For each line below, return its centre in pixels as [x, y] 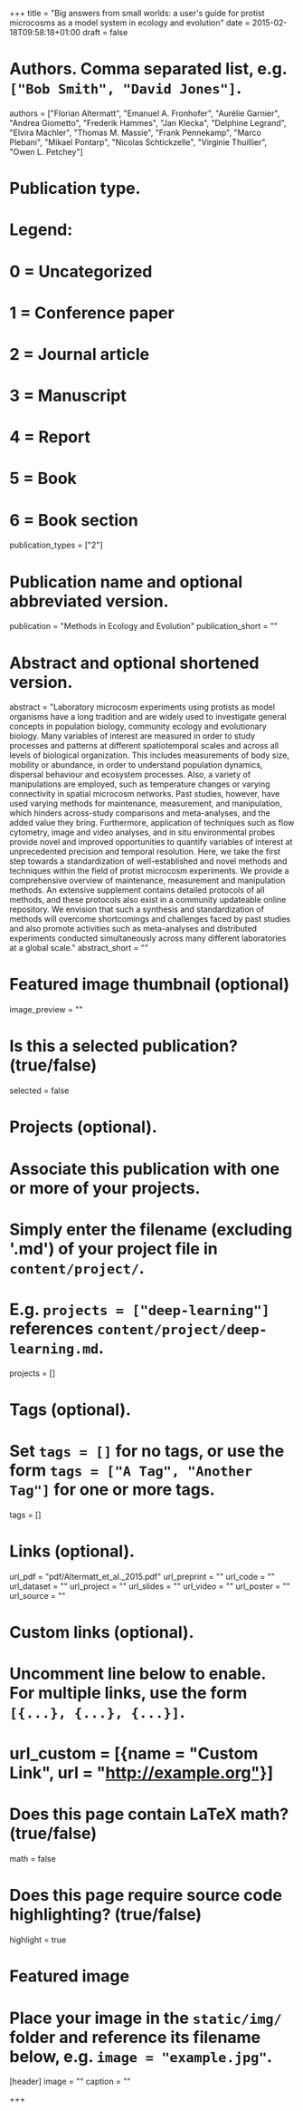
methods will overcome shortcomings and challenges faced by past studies [150, 919]
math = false [33, 1859]
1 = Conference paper [92, 313]
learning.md [54, 1349]
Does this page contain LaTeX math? [149, 1814]
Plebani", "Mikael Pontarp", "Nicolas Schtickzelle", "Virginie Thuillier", [138, 142]
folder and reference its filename [135, 2037]
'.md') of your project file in [114, 1249]
